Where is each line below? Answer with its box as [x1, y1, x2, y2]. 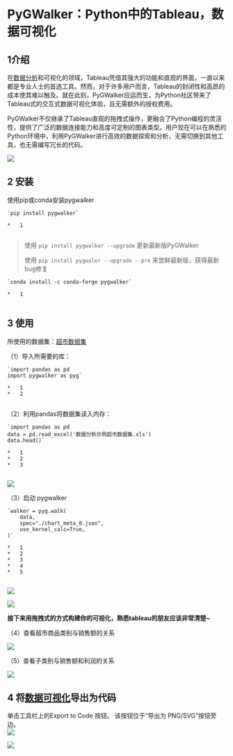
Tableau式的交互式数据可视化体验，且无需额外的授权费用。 [7, 100, 177, 108]
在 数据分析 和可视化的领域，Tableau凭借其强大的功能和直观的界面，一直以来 [7, 74, 225, 82]
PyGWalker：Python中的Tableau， [7, 6, 212, 22]
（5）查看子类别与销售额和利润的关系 [7, 656, 115, 665]
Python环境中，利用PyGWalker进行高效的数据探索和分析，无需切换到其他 [7, 132, 218, 140]
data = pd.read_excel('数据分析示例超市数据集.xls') [7, 431, 152, 438]
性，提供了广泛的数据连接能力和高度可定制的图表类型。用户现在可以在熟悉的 [7, 123, 227, 131]
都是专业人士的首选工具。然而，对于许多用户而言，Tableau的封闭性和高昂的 [7, 82, 225, 91]
